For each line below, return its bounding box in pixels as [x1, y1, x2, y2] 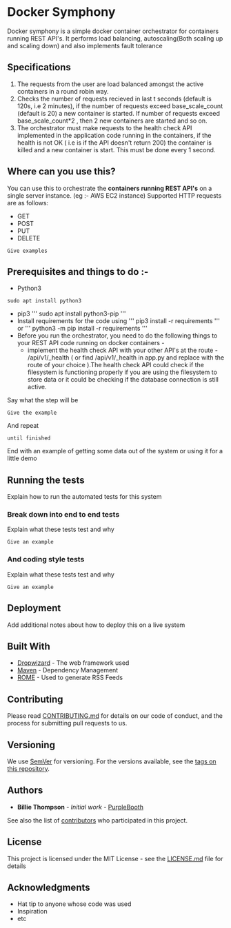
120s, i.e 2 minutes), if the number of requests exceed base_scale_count [17, 101, 223, 110]
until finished [7, 435, 51, 442]
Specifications [7, 61, 71, 73]
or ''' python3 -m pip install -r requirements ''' [17, 324, 148, 333]
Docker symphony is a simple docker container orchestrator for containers [7, 27, 219, 35]
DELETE [17, 234, 41, 242]
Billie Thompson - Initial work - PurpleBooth [17, 803, 143, 811]
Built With [7, 640, 50, 652]
